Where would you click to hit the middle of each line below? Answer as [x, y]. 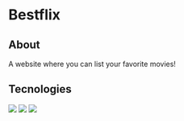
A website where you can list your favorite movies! [92, 64]
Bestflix [34, 15]
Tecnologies [40, 89]
